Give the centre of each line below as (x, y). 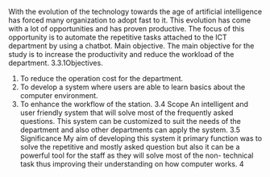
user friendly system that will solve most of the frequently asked (127, 113)
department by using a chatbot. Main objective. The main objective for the (131, 46)
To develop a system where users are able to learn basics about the (133, 87)
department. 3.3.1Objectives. (56, 63)
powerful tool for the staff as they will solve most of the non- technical (137, 155)
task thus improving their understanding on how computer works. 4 (132, 164)
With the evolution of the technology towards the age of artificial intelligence (135, 12)
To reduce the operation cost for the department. (102, 78)
